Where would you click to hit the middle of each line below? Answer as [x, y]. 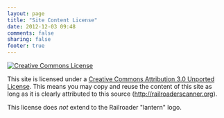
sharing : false [29, 40]
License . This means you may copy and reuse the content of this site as [110, 86]
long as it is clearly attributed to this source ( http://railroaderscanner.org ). [112, 94]
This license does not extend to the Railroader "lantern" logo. [94, 107]
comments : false [31, 33]
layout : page [26, 14]
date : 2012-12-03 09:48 [42, 26]
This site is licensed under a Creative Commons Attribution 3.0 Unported [111, 79]
